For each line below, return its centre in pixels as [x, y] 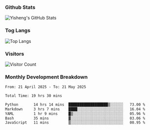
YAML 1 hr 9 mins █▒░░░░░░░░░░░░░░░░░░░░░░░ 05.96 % [75, 113]
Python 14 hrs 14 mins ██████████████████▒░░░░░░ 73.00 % [75, 104]
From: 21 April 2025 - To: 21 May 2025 [46, 87]
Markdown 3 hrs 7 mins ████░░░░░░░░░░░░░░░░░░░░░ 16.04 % [75, 109]
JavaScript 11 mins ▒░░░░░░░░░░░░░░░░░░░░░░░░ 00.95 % [75, 123]
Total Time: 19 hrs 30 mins [34, 96]
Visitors [15, 54]
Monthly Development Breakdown [46, 77]
